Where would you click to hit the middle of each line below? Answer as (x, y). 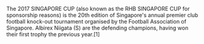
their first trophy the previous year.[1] (53, 34)
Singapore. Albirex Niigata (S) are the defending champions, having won (97, 28)
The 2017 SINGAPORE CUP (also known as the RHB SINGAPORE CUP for (98, 9)
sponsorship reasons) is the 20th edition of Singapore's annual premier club (102, 15)
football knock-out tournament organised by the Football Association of (96, 21)
